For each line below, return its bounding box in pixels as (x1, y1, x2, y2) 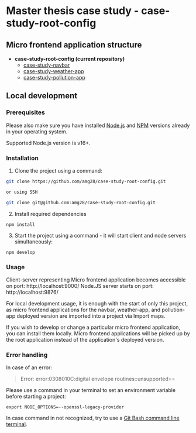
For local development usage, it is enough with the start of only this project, (6, 300, 188, 307)
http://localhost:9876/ (6, 288, 59, 295)
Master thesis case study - (6, 4, 139, 18)
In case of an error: (6, 364, 53, 371)
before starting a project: (6, 393, 66, 400)
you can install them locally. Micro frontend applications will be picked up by (6, 329, 190, 337)
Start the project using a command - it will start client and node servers (14, 232, 187, 239)
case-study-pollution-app (23, 74, 86, 81)
